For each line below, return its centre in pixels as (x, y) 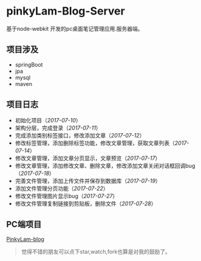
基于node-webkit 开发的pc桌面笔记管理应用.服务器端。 (75, 28)
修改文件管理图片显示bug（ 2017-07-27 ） (66, 196)
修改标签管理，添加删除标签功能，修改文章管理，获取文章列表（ (95, 143)
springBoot (29, 64)
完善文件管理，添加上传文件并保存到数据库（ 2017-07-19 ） (88, 180)
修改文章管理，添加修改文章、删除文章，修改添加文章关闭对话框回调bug (105, 165)
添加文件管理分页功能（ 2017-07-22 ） (62, 188)
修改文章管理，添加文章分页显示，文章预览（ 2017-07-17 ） (88, 158)
